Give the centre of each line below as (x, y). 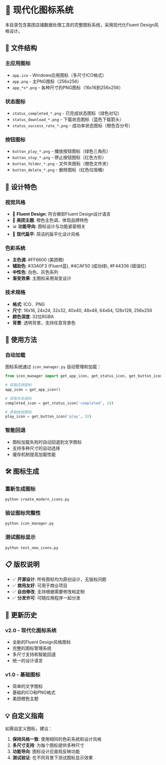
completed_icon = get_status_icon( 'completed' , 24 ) (59, 403)
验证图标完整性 (23, 513)
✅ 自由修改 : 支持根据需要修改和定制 (48, 592)
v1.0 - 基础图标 (23, 675)
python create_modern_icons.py (37, 499)
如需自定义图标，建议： (29, 729)
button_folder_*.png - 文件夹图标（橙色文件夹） (62, 164)
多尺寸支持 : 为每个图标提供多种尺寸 (48, 745)
